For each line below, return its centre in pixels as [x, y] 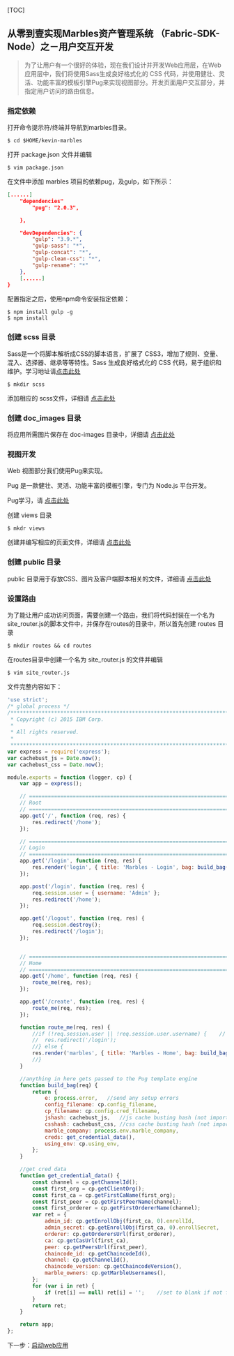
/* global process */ [39, 706]
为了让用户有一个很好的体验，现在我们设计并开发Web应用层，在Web [123, 65]
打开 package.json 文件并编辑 [50, 155]
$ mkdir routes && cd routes [49, 646]
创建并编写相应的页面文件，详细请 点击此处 [69, 542]
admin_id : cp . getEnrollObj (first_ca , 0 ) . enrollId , [119, 1221]
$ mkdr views [26, 529]
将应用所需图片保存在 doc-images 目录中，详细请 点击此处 [91, 435]
